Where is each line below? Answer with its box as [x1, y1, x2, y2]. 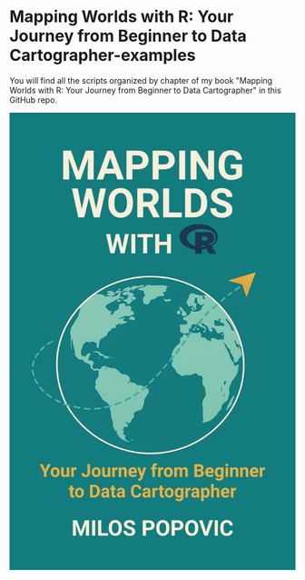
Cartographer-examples [9, 45, 196, 65]
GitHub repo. [9, 94, 57, 105]
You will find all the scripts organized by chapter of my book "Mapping [9, 75, 273, 85]
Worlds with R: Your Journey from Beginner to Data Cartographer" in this [9, 85, 281, 95]
